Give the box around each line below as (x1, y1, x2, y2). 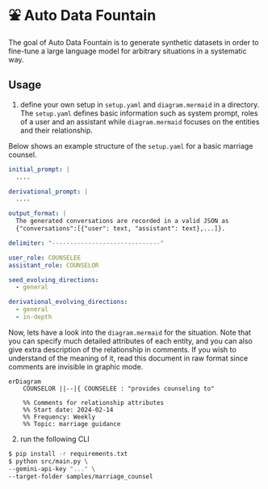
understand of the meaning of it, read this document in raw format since (8, 353, 249, 363)
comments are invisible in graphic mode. (8, 361, 144, 371)
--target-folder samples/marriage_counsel (8, 472, 153, 480)
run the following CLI (19, 434, 90, 444)
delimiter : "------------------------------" (8, 238, 164, 247)
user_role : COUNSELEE (8, 254, 82, 262)
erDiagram (8, 377, 42, 386)
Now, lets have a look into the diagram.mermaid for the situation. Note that (8, 327, 252, 337)
